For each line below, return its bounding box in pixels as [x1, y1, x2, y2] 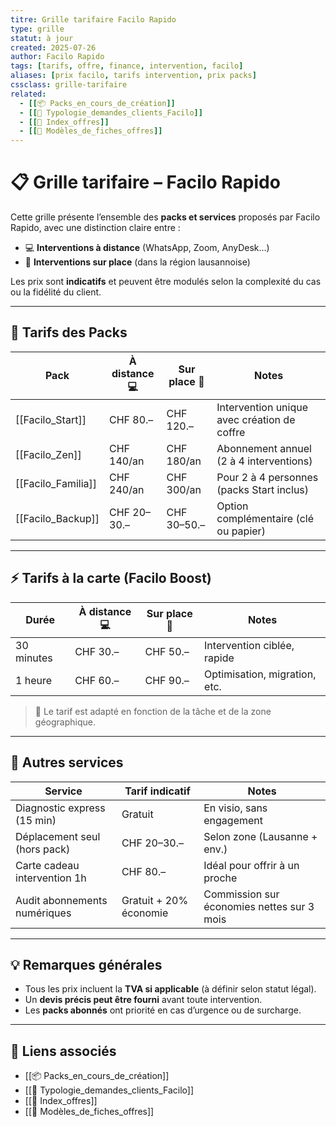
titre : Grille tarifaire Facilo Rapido [10, 14, 177, 25]
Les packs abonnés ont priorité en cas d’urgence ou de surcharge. [24, 1004, 302, 1016]
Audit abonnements [15, 893, 108, 907]
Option [216, 499, 249, 513]
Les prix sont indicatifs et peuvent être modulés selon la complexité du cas [10, 276, 322, 288]
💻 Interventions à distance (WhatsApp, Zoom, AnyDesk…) [24, 242, 270, 254]
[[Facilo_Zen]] [15, 447, 82, 461]
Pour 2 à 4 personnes [216, 470, 319, 484]
